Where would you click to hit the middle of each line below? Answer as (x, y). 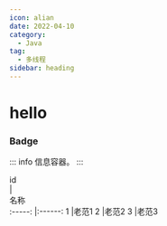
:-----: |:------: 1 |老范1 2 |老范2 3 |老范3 (83, 212)
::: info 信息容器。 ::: (46, 162)
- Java (30, 43)
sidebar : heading (42, 69)
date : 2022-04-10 (42, 26)
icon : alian (32, 18)
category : (28, 34)
